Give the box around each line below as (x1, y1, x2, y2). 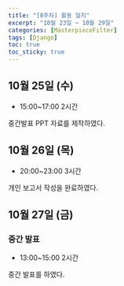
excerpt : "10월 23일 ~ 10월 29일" (8, 19, 115, 27)
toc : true (8, 41, 41, 49)
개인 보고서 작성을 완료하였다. (8, 183, 99, 192)
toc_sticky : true (8, 48, 65, 56)
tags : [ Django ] (8, 33, 58, 42)
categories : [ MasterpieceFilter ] (8, 26, 118, 34)
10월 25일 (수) (8, 80, 75, 93)
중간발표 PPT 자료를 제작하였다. (8, 118, 106, 128)
